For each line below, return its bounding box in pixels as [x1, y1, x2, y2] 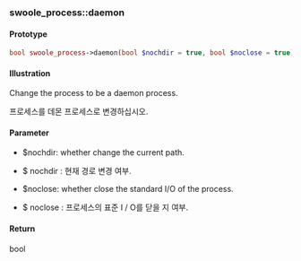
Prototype [9, 29, 47, 39]
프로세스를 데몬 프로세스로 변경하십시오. [9, 106, 149, 117]
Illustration [9, 67, 51, 78]
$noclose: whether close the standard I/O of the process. [21, 184, 235, 195]
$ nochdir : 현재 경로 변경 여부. [21, 166, 132, 177]
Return [9, 223, 36, 234]
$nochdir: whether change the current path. [21, 147, 185, 158]
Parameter [9, 127, 49, 138]
